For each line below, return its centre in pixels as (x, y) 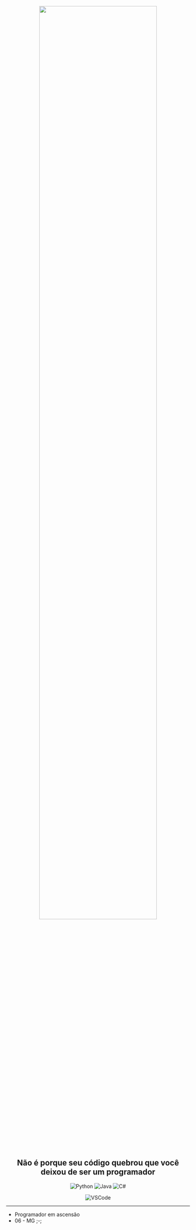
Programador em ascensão (47, 1214)
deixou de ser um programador (98, 1172)
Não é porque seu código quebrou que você (98, 1163)
